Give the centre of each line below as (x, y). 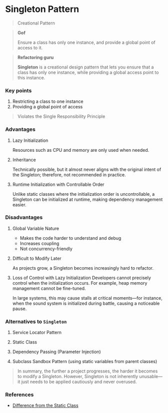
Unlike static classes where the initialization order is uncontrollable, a (83, 194)
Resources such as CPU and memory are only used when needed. (81, 150)
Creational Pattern (36, 23)
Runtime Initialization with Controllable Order (58, 184)
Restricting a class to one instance (48, 101)
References (19, 395)
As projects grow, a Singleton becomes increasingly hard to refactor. (83, 268)
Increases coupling (39, 243)
